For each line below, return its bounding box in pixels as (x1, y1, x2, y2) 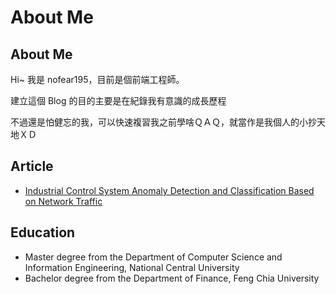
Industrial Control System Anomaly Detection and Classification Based (24, 184, 315, 196)
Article (10, 158, 54, 175)
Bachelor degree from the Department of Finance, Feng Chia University (24, 272, 320, 284)
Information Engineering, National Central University (24, 261, 240, 273)
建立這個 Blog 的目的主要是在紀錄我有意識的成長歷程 (10, 95, 227, 106)
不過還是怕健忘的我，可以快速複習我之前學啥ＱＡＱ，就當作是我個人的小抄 (10, 116, 317, 128)
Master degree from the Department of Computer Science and (24, 251, 283, 263)
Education (10, 224, 76, 241)
